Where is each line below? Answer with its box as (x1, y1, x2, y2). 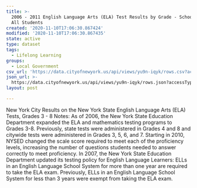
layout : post (6, 85, 38, 91)
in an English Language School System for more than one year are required (6, 162, 188, 169)
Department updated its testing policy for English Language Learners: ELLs (6, 156, 188, 163)
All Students (11, 19, 43, 25)
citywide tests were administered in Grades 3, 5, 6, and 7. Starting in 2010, (6, 131, 185, 138)
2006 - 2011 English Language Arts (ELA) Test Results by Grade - (11, 14, 177, 20)
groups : (6, 58, 25, 63)
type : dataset (6, 42, 41, 48)
